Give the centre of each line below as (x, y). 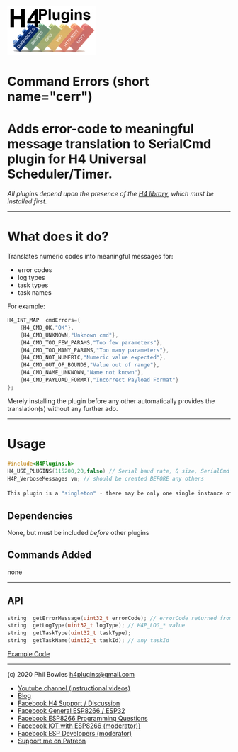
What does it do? (58, 237)
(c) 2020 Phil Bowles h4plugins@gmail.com (71, 675)
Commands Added (50, 555)
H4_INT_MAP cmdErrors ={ (44, 320)
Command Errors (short (79, 82)
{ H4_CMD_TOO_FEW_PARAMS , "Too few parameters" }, (91, 342)
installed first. (27, 201)
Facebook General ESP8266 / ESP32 (71, 711)
